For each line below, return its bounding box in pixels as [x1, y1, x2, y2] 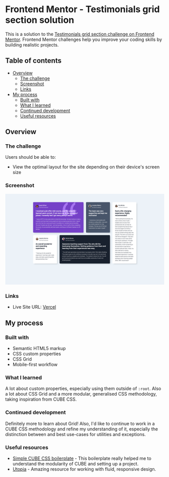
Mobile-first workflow [12, 362, 58, 368]
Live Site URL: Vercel [12, 304, 57, 310]
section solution [5, 14, 75, 26]
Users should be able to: [5, 154, 57, 160]
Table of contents [5, 57, 62, 65]
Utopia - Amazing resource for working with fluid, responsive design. [12, 466, 156, 472]
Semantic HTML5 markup [12, 345, 66, 352]
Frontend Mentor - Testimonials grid [5, 4, 160, 15]
